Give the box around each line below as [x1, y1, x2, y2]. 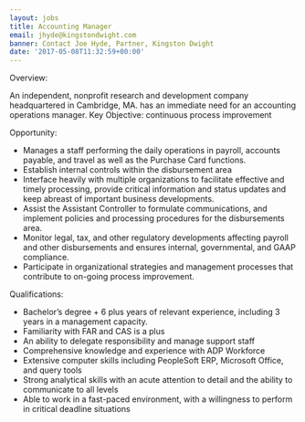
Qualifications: [9, 289, 64, 300]
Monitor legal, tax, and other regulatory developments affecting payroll [22, 232, 289, 243]
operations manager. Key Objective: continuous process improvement [9, 110, 272, 121]
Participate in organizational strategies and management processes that [22, 261, 294, 272]
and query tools [22, 364, 82, 375]
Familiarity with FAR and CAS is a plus [22, 326, 165, 337]
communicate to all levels [22, 385, 119, 396]
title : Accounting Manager [9, 22, 112, 31]
